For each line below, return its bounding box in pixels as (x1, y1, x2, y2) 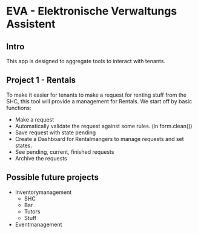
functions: (6, 104, 31, 111)
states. (15, 142, 32, 149)
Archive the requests (15, 154, 68, 162)
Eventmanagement (15, 221, 62, 228)
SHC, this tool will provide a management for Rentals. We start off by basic (6, 97, 193, 105)
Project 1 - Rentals (6, 75, 76, 86)
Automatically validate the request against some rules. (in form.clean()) (15, 122, 193, 129)
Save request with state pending (15, 129, 96, 136)
